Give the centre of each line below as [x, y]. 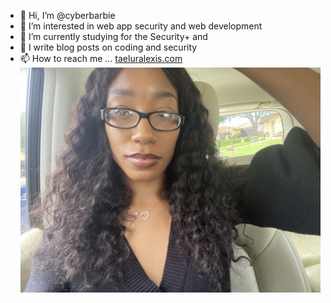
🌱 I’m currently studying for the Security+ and [113, 36]
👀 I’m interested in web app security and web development [141, 26]
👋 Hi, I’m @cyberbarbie [67, 15]
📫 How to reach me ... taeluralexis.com [101, 58]
